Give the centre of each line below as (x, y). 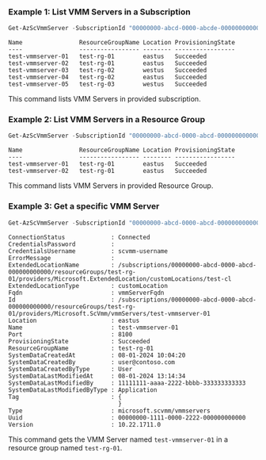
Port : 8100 (70, 334)
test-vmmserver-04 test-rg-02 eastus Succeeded (108, 78)
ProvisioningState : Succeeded (79, 341)
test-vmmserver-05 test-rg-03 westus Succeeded (108, 84)
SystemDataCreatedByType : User (70, 369)
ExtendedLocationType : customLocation (88, 286)
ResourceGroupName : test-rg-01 (81, 348)
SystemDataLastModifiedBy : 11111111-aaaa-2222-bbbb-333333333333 (127, 383)
